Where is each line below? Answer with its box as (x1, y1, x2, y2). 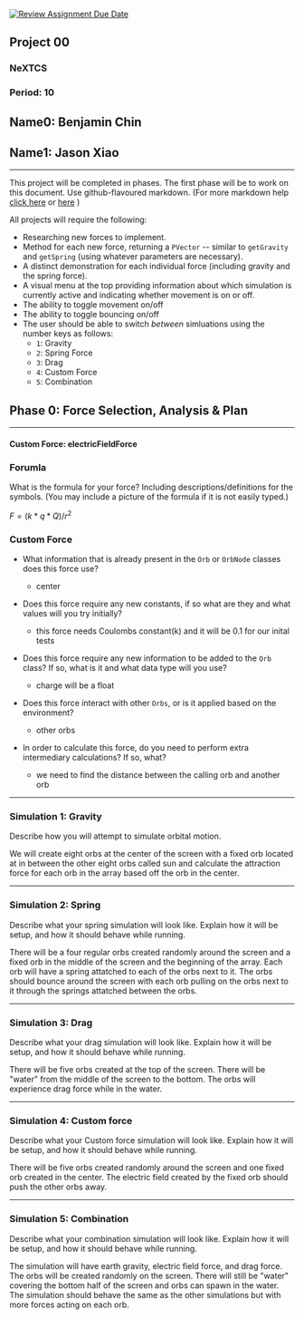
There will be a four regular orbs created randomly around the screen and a (9, 946, 291, 957)
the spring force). (22, 270, 88, 281)
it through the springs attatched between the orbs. (9, 984, 197, 996)
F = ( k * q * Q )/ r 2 (9, 509, 72, 521)
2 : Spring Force (35, 347, 93, 358)
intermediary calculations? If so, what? (22, 752, 167, 763)
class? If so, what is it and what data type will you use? (22, 663, 228, 674)
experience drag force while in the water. (9, 1083, 163, 1094)
